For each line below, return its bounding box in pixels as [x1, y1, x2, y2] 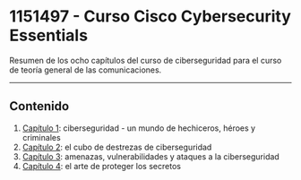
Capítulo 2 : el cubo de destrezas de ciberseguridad [21, 141, 212, 152]
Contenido [9, 99, 70, 114]
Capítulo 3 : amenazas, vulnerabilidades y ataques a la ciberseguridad [21, 150, 279, 162]
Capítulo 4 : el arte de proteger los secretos [21, 160, 182, 171]
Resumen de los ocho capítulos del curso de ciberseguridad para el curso [9, 55, 282, 65]
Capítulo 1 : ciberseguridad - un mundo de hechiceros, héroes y [21, 123, 256, 133]
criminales [21, 132, 61, 142]
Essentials [9, 25, 88, 46]
